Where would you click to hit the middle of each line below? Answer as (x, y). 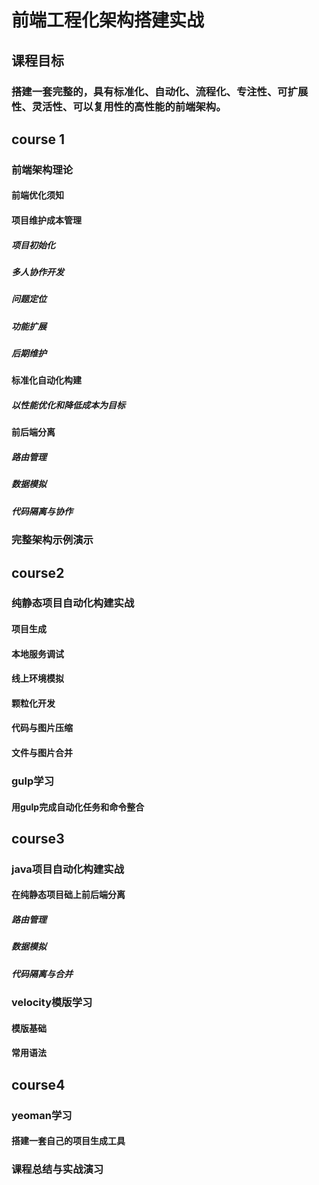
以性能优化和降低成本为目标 (68, 405)
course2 (38, 572)
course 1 (38, 139)
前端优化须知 (37, 195)
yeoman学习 (42, 1115)
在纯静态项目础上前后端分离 (68, 895)
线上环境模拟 (37, 678)
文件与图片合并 (42, 753)
